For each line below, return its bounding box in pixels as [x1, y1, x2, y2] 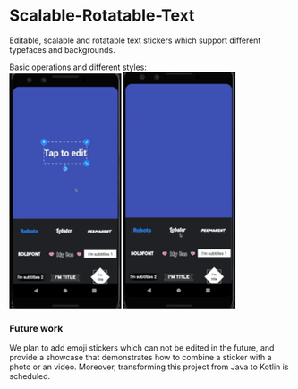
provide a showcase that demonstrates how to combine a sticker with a [9, 351, 272, 362]
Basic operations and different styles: [9, 62, 148, 72]
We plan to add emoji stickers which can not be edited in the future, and [9, 342, 275, 353]
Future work [9, 322, 64, 334]
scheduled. [9, 370, 51, 381]
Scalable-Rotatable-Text [9, 5, 195, 26]
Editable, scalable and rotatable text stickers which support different [9, 35, 261, 46]
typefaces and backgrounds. [9, 44, 115, 55]
